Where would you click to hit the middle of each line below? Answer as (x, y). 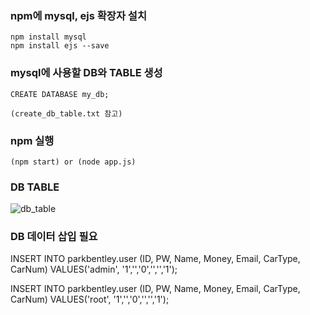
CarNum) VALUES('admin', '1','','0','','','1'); (94, 269)
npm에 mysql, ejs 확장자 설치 (78, 15)
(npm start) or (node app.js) (73, 162)
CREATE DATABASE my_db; (60, 94)
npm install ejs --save (60, 46)
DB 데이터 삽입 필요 (54, 237)
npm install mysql (48, 37)
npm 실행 (32, 140)
